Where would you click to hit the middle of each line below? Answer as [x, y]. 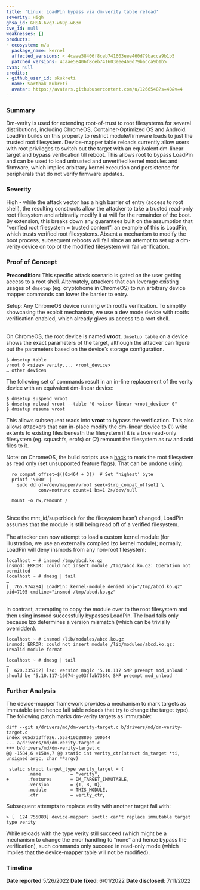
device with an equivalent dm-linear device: [60, 388]
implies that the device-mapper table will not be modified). [78, 852]
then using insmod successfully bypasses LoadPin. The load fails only [93, 616]
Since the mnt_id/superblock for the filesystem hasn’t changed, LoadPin [95, 518]
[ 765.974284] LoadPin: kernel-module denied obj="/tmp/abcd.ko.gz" [95, 586]
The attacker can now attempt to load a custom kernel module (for [88, 537]
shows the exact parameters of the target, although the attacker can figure [98, 342]
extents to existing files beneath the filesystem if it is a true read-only [91, 432]
